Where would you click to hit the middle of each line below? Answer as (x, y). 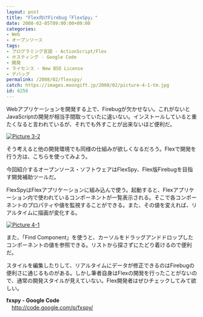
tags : (13, 46)
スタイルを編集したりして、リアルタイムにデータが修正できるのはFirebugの (101, 265)
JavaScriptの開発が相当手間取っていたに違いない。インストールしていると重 (101, 117)
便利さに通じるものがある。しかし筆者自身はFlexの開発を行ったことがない (99, 273)
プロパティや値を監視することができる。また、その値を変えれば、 (109, 205)
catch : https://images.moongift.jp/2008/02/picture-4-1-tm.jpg (88, 86)
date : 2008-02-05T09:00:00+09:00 (48, 23)
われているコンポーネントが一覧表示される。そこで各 (109, 197)
